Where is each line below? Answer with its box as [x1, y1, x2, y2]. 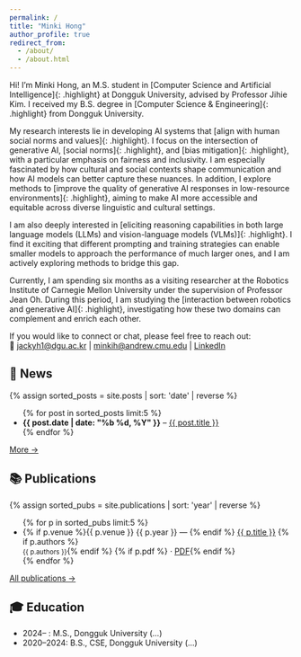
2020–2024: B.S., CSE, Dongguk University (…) [22, 637, 198, 648]
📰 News [9, 366, 53, 382]
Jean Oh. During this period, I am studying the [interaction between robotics [9, 294, 292, 305]
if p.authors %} [22, 536, 79, 546]
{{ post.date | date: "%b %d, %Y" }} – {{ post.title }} [22, 417, 219, 428]
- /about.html [17, 55, 70, 64]
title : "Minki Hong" [9, 22, 87, 31]
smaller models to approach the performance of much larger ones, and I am [9, 248, 290, 259]
